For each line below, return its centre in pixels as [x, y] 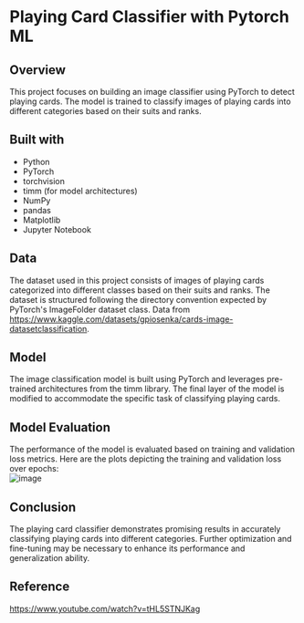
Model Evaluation [60, 427]
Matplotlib [42, 220]
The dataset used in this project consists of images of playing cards [137, 280]
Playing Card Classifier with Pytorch [149, 17]
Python [36, 161]
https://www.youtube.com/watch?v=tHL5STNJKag [105, 608]
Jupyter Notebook [57, 229]
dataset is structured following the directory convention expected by [138, 299]
